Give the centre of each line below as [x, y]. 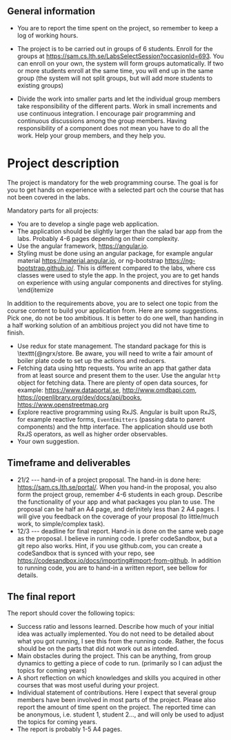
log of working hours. [48, 35]
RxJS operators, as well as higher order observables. [92, 434]
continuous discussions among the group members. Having [102, 121]
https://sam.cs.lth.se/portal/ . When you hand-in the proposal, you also [117, 487]
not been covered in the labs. [49, 197]
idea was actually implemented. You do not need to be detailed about [115, 634]
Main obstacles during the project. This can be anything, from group [114, 656]
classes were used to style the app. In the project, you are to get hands [118, 275]
